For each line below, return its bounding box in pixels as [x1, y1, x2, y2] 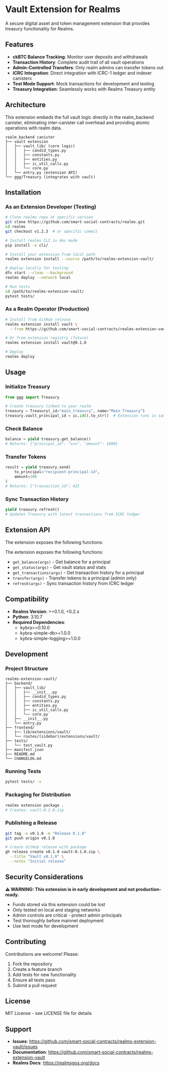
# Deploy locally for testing [5, 265, 69, 271]
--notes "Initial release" [10, 859, 66, 864]
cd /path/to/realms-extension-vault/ [5, 289, 84, 294]
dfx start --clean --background [5, 271, 73, 276]
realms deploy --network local [5, 275, 71, 280]
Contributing [5, 938, 46, 946]
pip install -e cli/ [5, 243, 49, 248]
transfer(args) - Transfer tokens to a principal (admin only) [12, 575, 137, 581]
